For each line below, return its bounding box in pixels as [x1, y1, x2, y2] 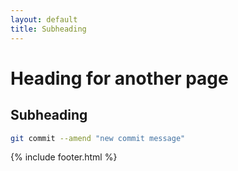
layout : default [10, 14, 78, 25]
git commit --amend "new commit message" [10, 133, 186, 143]
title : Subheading [10, 24, 87, 34]
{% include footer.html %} [10, 151, 118, 163]
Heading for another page [10, 67, 229, 90]
